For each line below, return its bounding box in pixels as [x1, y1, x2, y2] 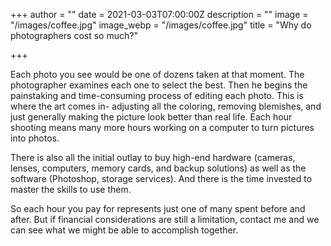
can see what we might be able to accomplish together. [10, 224, 239, 236]
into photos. [10, 132, 60, 144]
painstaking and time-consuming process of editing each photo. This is [10, 90, 304, 101]
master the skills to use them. [10, 184, 132, 195]
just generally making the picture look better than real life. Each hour [10, 111, 293, 123]
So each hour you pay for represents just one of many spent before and [10, 203, 306, 214]
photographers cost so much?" [10, 30, 138, 41]
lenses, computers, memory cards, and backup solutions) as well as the [10, 162, 307, 174]
